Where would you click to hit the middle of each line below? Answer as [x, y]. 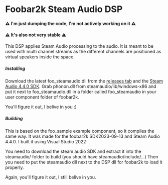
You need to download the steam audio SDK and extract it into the [73, 151]
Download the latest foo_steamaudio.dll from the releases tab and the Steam [84, 81]
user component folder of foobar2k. [42, 97]
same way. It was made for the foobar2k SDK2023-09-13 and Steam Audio [83, 136]
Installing [15, 68]
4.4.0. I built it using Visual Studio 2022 [46, 141]
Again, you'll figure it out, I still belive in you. [51, 177]
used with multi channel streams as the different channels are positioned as [83, 51]
